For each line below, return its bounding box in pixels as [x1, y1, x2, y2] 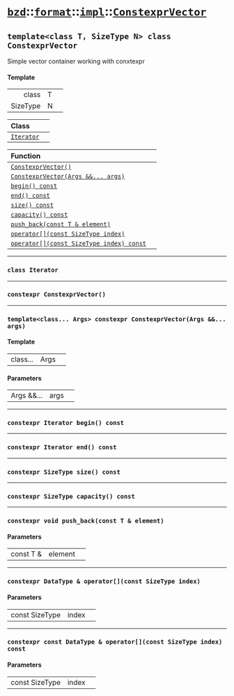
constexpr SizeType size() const [7, 467, 120, 476]
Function [10, 151, 41, 161]
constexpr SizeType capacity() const [7, 492, 136, 500]
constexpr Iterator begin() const [7, 419, 124, 427]
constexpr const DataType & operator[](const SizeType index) [7, 638, 223, 646]
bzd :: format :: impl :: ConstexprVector [7, 3, 207, 20]
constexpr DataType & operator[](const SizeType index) [7, 578, 201, 585]
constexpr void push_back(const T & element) [7, 517, 165, 525]
